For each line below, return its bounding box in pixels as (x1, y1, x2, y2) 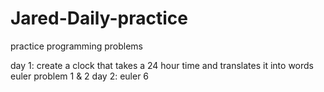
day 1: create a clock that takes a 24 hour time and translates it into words (10, 59, 314, 71)
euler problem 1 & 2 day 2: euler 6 (10, 70, 150, 82)
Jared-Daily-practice (10, 7, 188, 30)
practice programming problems (10, 40, 143, 52)
